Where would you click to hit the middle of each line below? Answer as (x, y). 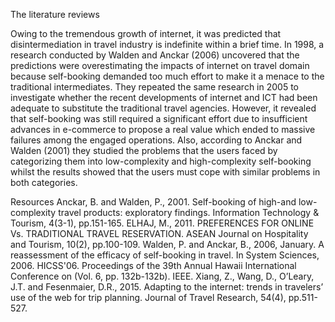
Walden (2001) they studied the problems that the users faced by (144, 150)
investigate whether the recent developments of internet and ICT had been (164, 97)
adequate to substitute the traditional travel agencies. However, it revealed (163, 108)
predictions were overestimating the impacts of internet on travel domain (160, 65)
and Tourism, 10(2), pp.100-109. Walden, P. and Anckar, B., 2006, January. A (167, 244)
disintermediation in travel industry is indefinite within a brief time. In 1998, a (167, 44)
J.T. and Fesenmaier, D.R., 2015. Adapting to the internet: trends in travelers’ (167, 287)
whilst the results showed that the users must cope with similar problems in (165, 172)
